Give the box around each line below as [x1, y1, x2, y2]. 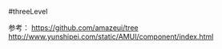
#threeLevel [8, 7, 48, 16]
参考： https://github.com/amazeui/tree [8, 23, 139, 32]
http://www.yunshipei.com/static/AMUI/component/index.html [8, 32, 214, 41]
